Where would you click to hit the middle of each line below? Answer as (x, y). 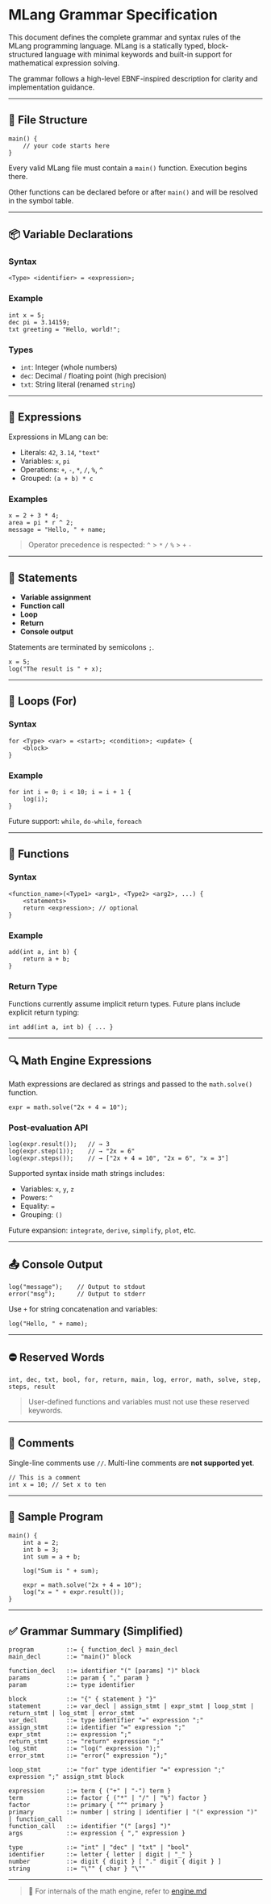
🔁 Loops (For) (43, 701)
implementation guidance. (52, 87)
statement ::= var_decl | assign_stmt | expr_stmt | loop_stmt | (131, 1706)
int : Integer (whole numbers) (69, 367)
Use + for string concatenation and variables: (83, 1309)
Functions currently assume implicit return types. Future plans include (124, 1004)
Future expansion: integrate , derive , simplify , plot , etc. (102, 1230)
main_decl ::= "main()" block (70, 1657)
